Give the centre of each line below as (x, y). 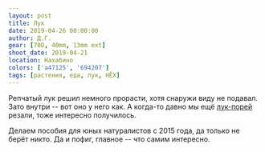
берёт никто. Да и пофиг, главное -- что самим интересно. (109, 139)
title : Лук (26, 23)
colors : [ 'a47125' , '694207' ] (59, 68)
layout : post (30, 16)
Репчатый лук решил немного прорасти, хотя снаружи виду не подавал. (133, 98)
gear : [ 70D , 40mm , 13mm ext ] (57, 46)
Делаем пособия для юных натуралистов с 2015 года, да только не (124, 130)
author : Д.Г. (30, 38)
